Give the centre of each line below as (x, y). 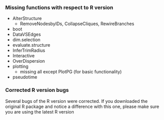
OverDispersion (29, 61)
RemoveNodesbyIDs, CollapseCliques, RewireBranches (77, 24)
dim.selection (26, 40)
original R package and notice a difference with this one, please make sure (82, 106)
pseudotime (25, 77)
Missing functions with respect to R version (59, 8)
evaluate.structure (31, 45)
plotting (20, 66)
